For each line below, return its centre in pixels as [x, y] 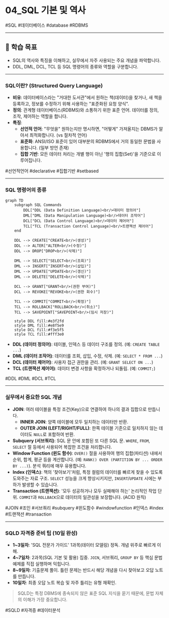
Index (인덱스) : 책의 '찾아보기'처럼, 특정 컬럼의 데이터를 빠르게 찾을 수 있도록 [88, 472]
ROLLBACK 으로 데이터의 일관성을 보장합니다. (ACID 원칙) [92, 497]
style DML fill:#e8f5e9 [39, 326]
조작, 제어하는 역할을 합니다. [40, 117]
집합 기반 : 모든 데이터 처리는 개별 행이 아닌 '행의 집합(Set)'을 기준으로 [88, 154]
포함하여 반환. [61, 434]
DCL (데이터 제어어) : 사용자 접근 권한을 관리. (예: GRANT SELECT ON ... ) [83, 362]
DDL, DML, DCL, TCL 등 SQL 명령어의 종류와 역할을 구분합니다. [75, 66]
